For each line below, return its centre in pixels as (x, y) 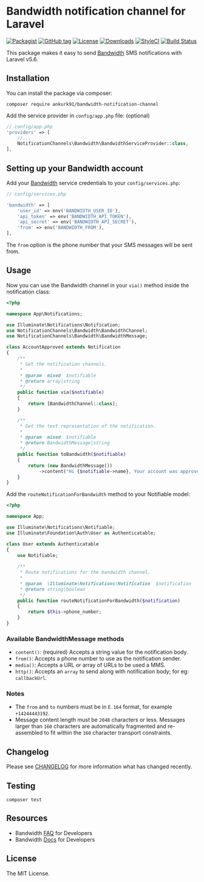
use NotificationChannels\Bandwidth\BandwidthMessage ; (77, 336)
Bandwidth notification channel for (96, 11)
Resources (27, 818)
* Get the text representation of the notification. (88, 426)
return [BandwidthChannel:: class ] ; (73, 404)
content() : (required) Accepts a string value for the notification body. (101, 652)
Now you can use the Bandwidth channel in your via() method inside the (98, 285)
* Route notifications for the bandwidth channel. (85, 572)
